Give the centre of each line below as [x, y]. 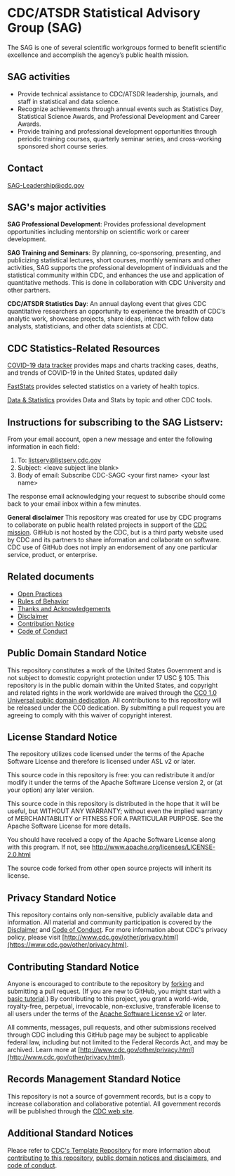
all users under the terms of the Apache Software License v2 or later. [107, 1014]
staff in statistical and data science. [69, 101]
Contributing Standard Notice [73, 967]
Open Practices [40, 594]
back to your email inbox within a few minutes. [74, 504]
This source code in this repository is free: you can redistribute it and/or [111, 775]
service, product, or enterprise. [52, 555]
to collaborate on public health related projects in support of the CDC [107, 525]
